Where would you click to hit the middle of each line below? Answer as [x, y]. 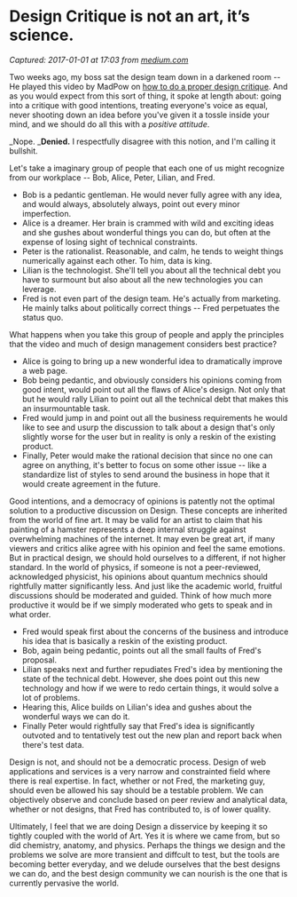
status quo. [43, 317]
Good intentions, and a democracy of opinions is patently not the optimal [142, 501]
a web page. [45, 370]
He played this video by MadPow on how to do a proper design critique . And [148, 86]
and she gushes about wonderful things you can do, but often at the [146, 232]
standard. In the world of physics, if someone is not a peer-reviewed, [135, 567]
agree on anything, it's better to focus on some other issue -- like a [145, 464]
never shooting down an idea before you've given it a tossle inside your [140, 115]
